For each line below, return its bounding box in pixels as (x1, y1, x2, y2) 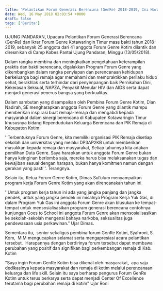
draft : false (5, 16, 32, 21)
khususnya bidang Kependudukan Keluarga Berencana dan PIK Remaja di (5, 120, 152, 126)
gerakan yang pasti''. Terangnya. (5, 166, 71, 171)
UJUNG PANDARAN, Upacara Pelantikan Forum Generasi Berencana (5, 34, 142, 40)
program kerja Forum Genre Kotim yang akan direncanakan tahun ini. (5, 180, 143, 186)
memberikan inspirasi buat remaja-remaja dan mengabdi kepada (5, 110, 134, 116)
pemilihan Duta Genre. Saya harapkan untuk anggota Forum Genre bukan (5, 150, 151, 156)
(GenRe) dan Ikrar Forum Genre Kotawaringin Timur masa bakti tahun (5, 39, 144, 45)
